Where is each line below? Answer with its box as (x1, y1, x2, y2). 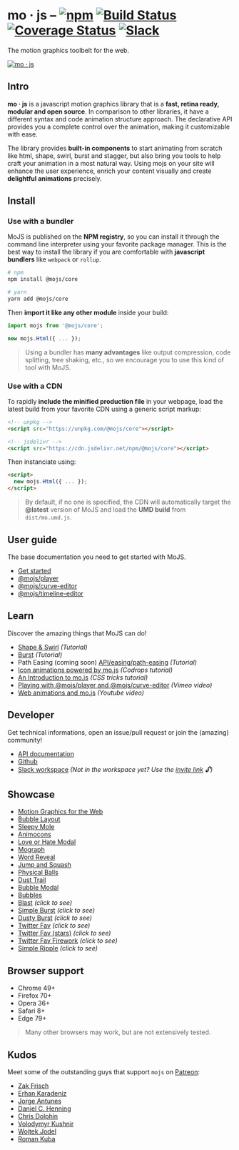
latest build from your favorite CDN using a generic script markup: (7, 405, 201, 413)
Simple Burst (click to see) (17, 906, 95, 915)
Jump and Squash (17, 861, 71, 869)
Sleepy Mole (17, 823, 55, 831)
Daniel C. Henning (17, 1104, 71, 1113)
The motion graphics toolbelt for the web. (7, 46, 130, 54)
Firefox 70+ (17, 991, 52, 1000)
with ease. (7, 129, 38, 139)
